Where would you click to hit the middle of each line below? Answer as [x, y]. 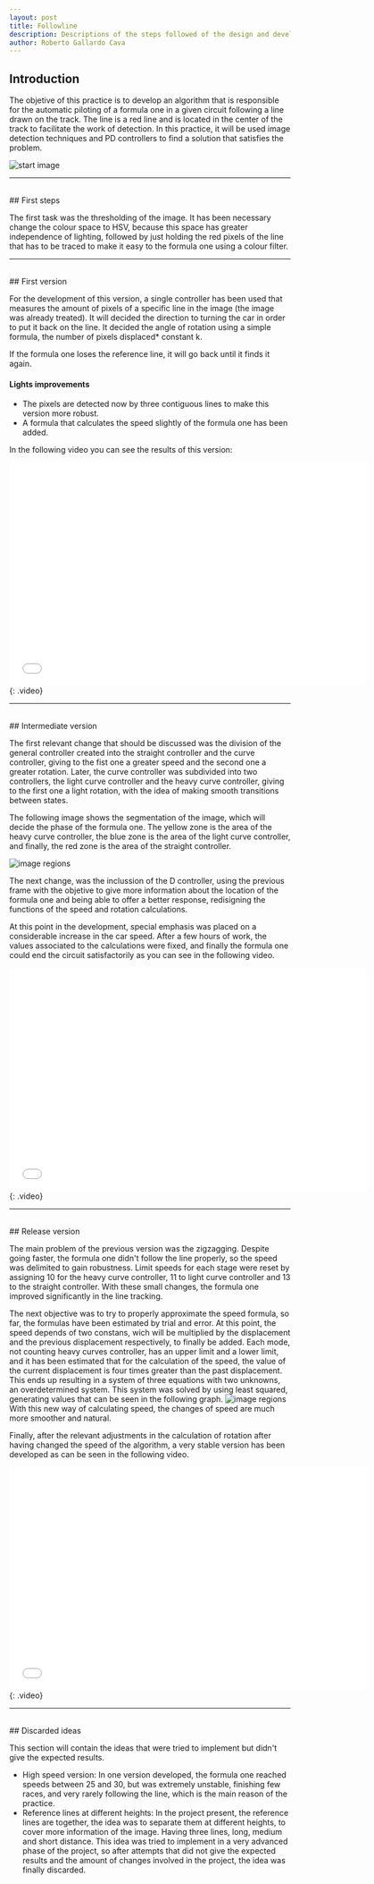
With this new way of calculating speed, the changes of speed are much [142, 1409]
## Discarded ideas [46, 1731]
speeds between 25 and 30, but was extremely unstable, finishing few [151, 1785]
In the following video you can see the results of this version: [121, 450]
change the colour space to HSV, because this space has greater [129, 227]
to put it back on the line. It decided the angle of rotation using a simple [140, 327]
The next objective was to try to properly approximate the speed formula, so [150, 1314]
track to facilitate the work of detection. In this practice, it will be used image [150, 129]
